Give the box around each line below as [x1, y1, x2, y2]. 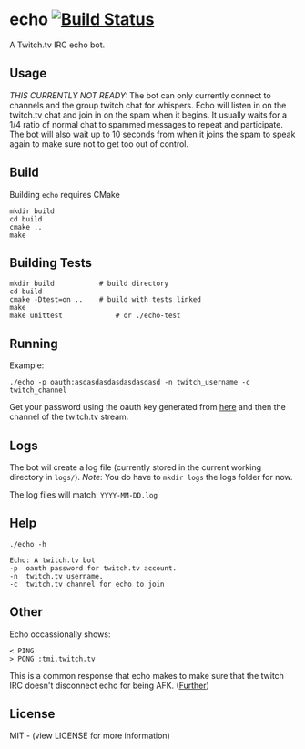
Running [9, 335, 59, 351]
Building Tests [9, 255, 93, 271]
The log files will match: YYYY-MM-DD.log [9, 489, 158, 500]
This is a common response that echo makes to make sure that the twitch [9, 670, 285, 681]
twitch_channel [9, 385, 67, 395]
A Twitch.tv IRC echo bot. [9, 39, 106, 50]
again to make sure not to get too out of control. [9, 138, 189, 149]
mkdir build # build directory [9, 279, 169, 289]
